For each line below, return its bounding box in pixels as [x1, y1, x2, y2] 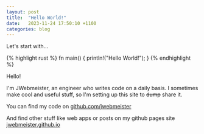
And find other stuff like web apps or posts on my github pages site [6, 115, 175, 122]
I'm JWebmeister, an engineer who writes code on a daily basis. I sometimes [6, 85, 199, 92]
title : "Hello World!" [6, 15, 67, 21]
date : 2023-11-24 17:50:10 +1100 [6, 20, 97, 26]
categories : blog [6, 26, 51, 32]
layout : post [6, 9, 40, 15]
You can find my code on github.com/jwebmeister [6, 103, 132, 110]
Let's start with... [6, 43, 49, 50]
